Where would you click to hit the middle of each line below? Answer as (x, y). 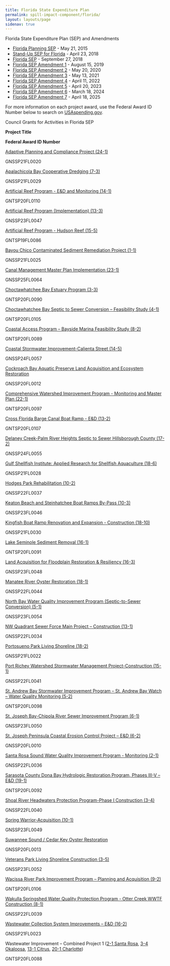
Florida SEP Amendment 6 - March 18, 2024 (58, 92)
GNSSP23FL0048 (24, 572)
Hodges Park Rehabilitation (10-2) (40, 483)
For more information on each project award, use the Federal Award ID (79, 107)
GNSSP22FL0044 (24, 592)
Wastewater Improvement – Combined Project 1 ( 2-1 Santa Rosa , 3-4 (77, 944)
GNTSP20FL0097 (24, 409)
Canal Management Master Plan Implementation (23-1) (62, 270)
